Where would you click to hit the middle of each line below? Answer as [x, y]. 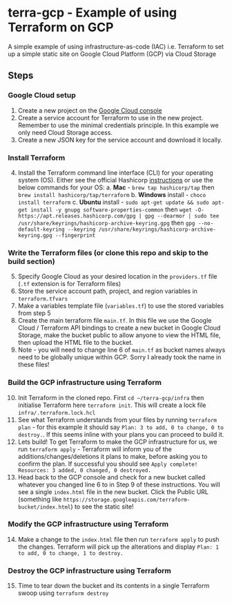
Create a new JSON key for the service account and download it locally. [120, 140]
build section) [31, 261]
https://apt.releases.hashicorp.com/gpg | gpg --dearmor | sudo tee [118, 216]
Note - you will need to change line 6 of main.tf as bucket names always [122, 350]
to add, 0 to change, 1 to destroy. [70, 553]
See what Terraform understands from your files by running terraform [117, 419]
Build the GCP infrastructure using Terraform [85, 383]
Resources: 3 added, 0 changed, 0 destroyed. [84, 470]
